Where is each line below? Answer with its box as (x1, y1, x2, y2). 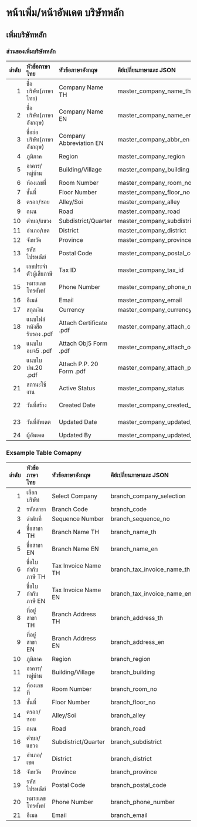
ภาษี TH (26, 573, 46, 581)
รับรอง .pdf (26, 329, 53, 337)
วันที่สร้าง (26, 401, 47, 409)
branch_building (110, 668, 155, 676)
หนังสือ (26, 322, 42, 330)
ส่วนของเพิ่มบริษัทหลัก (6, 47, 56, 55)
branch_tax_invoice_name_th (110, 565, 191, 573)
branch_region (110, 655, 151, 663)
